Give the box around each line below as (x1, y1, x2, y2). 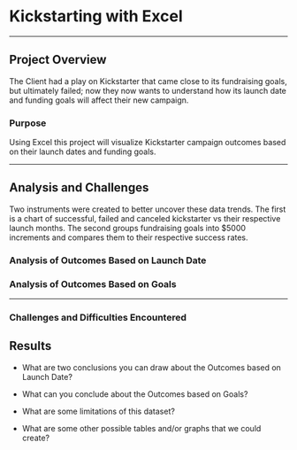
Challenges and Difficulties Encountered (9, 312, 187, 323)
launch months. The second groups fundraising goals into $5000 (9, 222, 246, 233)
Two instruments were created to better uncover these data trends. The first (9, 204, 286, 214)
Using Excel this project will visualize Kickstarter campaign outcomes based (9, 137, 286, 148)
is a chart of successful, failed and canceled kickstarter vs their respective (9, 213, 281, 223)
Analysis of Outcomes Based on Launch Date (9, 254, 207, 267)
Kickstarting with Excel (9, 6, 183, 27)
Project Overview (9, 52, 107, 67)
